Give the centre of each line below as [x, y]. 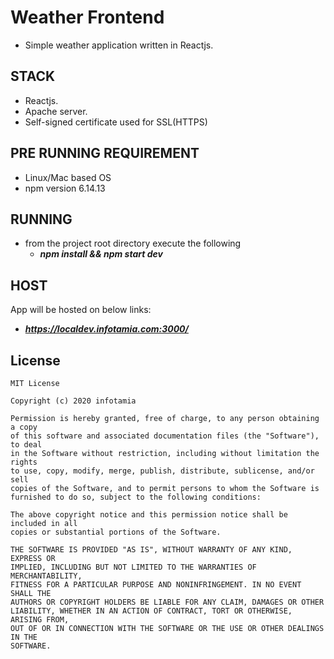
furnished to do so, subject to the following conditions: [136, 497]
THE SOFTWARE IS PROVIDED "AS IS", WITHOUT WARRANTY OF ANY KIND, [151, 550]
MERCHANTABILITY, [46, 576]
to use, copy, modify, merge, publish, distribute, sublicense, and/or [162, 471]
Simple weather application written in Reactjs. [119, 45]
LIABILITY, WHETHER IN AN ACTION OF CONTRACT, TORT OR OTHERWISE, [151, 611]
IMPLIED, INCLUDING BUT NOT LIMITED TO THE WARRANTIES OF [133, 567]
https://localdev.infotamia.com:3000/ [106, 329]
